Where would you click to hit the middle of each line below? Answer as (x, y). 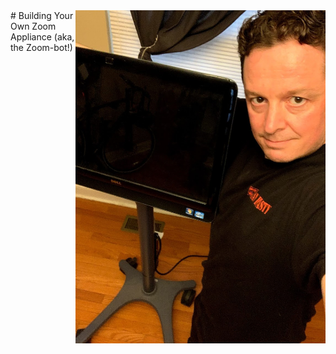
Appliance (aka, (42, 37)
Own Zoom (33, 26)
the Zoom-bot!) (41, 47)
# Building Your (42, 15)
